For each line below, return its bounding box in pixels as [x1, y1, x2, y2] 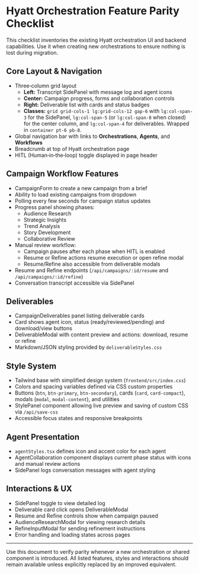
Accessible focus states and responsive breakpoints [14, 415, 143, 422]
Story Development [23, 229, 71, 236]
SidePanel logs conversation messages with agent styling [14, 466, 156, 474]
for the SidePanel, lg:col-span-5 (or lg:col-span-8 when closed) [27, 113, 187, 121]
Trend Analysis [23, 222, 60, 229]
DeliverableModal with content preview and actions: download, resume [14, 331, 188, 338]
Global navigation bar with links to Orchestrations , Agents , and [14, 133, 171, 140]
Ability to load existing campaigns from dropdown [14, 191, 137, 198]
